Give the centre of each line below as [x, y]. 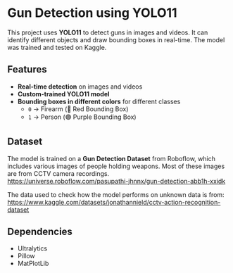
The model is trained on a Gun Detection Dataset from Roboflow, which [112, 158]
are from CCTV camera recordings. [58, 173]
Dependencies [40, 231]
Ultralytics [32, 248]
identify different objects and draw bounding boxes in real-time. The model [116, 39]
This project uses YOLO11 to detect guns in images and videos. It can [108, 32]
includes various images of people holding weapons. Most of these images [116, 166]
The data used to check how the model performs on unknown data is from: [116, 194]
